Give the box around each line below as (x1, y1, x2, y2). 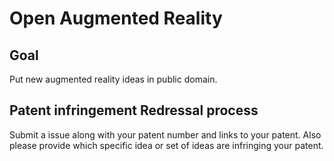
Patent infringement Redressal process (9, 102, 259, 119)
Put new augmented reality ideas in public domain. (9, 73, 218, 85)
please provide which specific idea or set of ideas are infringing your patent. (9, 139, 324, 151)
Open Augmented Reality (9, 7, 223, 30)
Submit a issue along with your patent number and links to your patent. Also (9, 128, 322, 141)
